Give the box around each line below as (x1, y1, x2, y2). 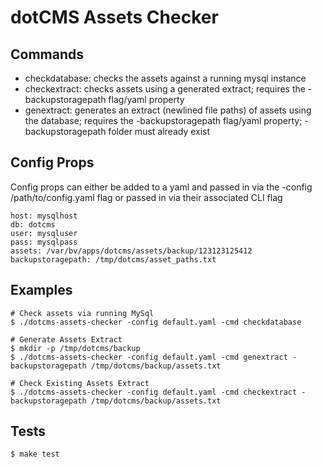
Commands (10, 46, 85, 63)
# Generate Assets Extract (10, 334, 123, 345)
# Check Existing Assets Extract (10, 378, 150, 388)
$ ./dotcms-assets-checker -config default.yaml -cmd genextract (10, 352, 288, 362)
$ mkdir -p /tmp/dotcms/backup (10, 343, 141, 353)
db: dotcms (10, 219, 56, 230)
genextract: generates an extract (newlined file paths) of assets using (24, 104, 312, 116)
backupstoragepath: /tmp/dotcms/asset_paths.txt (10, 254, 217, 265)
